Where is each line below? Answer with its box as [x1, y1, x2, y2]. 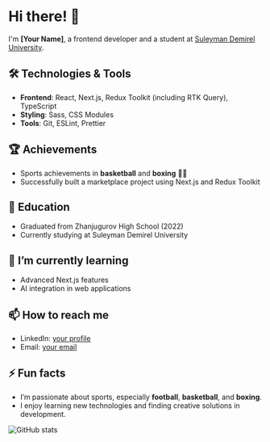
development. [19, 409, 66, 419]
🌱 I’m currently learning [8, 254, 129, 267]
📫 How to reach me [8, 308, 110, 322]
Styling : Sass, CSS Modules [19, 109, 114, 120]
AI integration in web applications [19, 284, 131, 293]
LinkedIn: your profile [19, 334, 91, 343]
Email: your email [19, 343, 77, 351]
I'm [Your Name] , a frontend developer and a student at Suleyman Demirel [8, 34, 255, 44]
